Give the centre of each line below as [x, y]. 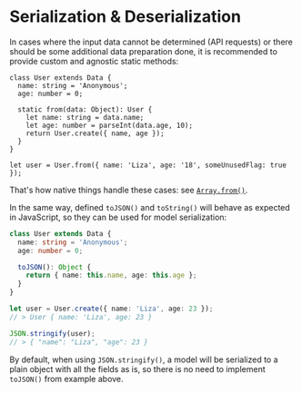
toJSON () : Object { [55, 267]
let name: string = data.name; [85, 117]
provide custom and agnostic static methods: [94, 61]
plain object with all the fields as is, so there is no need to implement [137, 368]
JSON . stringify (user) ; [52, 333]
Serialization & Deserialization [125, 17]
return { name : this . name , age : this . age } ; [111, 275]
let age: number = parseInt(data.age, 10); [110, 125]
